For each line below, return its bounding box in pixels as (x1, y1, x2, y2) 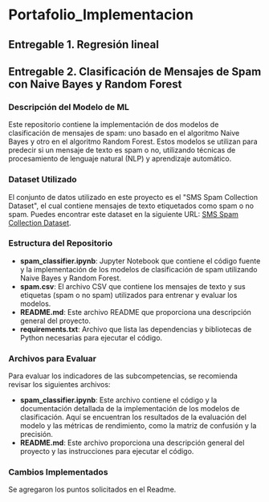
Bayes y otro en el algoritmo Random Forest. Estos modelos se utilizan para (8, 137, 259, 146)
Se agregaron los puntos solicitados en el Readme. (8, 484, 177, 495)
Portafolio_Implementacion (8, 6, 194, 24)
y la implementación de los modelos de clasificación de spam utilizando (19, 264, 259, 274)
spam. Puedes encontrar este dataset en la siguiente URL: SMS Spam (8, 209, 239, 218)
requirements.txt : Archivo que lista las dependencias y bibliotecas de (19, 324, 252, 334)
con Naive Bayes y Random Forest (8, 77, 182, 91)
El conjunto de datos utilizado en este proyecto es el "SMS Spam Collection (8, 192, 259, 202)
